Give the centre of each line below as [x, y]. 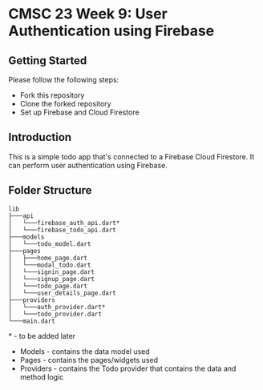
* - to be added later [42, 336]
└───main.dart [32, 321]
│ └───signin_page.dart [51, 272]
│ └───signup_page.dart [51, 279]
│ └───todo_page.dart [48, 286]
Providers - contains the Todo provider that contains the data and [128, 368]
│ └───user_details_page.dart [62, 293]
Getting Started [48, 60]
